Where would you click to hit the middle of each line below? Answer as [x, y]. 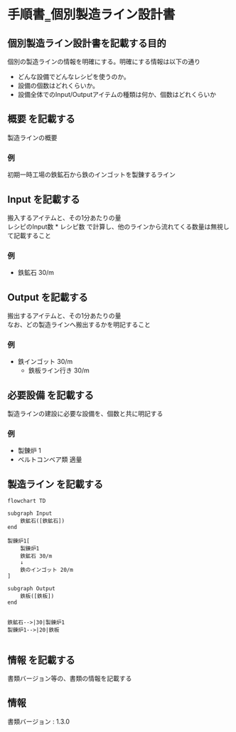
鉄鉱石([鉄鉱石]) [43, 521]
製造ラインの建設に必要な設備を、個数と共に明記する [85, 414]
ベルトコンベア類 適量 [50, 459]
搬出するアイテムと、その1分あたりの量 [64, 316]
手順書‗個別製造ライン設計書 [91, 15]
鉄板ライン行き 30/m [59, 370]
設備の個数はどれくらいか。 [58, 85]
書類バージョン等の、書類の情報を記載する [70, 679]
